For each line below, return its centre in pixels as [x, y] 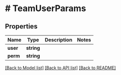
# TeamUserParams [45, 8]
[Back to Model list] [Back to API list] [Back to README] [60, 68]
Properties [21, 26]
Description [59, 40]
